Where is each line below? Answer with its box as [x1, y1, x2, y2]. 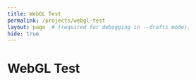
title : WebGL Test [7, 10, 61, 18]
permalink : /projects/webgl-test [7, 17, 106, 24]
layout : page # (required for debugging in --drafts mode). [7, 23, 191, 30]
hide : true [7, 30, 39, 38]
